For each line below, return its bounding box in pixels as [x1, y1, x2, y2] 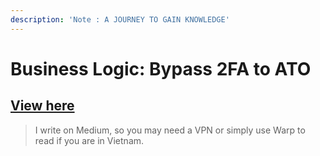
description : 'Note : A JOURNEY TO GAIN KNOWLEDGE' [10, 14, 230, 25]
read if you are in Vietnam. [34, 134, 145, 146]
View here [10, 97, 75, 115]
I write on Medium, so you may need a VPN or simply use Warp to [34, 124, 306, 136]
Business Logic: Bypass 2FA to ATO [10, 57, 312, 80]
